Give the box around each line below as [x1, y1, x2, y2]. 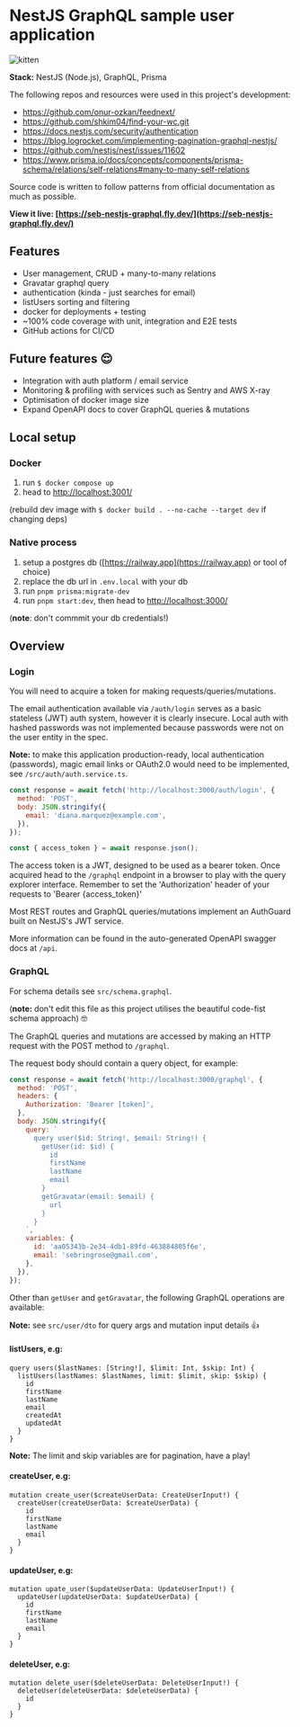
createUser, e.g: [9, 1471, 71, 1481]
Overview [9, 638, 66, 653]
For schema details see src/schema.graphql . [9, 986, 172, 997]
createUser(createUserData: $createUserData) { [17, 1499, 199, 1508]
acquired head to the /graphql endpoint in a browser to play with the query [9, 870, 287, 881]
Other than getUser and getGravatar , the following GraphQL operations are [9, 1292, 286, 1302]
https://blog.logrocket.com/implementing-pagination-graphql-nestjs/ [22, 135, 278, 146]
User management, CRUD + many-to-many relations [22, 267, 216, 279]
